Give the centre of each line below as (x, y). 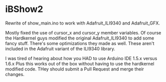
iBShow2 (24, 9)
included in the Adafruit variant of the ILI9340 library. (60, 48)
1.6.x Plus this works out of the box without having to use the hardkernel (80, 63)
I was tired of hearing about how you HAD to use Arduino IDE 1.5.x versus (81, 58)
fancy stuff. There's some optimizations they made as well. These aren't (80, 43)
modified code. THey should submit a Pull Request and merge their (75, 69)
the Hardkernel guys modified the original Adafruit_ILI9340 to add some (80, 38)
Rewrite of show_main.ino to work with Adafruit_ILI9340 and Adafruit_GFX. (82, 23)
